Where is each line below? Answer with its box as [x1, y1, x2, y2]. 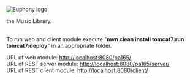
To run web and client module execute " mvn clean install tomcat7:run [6, 36, 184, 42]
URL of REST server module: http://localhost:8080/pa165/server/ [6, 61, 170, 67]
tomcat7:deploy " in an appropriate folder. [6, 42, 112, 49]
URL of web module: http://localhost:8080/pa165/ [6, 54, 132, 61]
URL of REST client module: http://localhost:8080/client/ [6, 67, 148, 74]
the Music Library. [6, 18, 52, 24]
